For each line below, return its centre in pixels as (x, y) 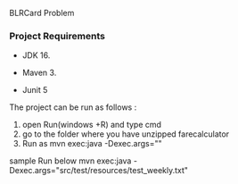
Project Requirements (57, 36)
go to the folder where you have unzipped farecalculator (126, 134)
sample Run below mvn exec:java (70, 161)
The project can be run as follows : (73, 107)
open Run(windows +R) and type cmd (92, 125)
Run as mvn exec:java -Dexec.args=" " (92, 144)
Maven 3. (39, 73)
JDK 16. (36, 55)
